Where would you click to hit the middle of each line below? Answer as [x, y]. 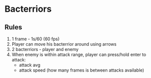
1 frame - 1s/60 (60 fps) [36, 39]
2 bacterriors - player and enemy [45, 49]
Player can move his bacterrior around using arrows [64, 44]
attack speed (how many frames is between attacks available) [81, 70]
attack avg [30, 65]
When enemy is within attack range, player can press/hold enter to [79, 54]
